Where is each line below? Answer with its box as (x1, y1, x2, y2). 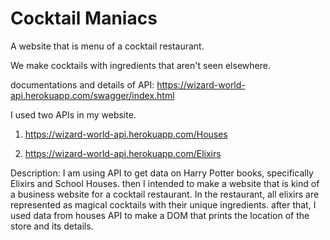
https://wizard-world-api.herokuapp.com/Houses (24, 128, 228, 140)
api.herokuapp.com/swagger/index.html (10, 89, 175, 101)
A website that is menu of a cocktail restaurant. (10, 40, 205, 52)
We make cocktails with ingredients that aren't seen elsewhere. (10, 59, 271, 71)
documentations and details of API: (10, 78, 155, 91)
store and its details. (10, 220, 94, 232)
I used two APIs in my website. (10, 108, 137, 121)
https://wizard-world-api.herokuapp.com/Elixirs (24, 147, 222, 159)
